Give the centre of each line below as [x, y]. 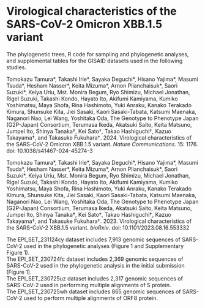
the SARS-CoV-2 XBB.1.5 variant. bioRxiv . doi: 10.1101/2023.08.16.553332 [98, 227]
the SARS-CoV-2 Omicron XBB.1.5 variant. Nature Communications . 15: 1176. [102, 144]
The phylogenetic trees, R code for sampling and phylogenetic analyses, [98, 54]
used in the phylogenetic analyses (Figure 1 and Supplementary [104, 246]
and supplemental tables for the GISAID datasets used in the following [95, 61]
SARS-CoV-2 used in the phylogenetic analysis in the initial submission [95, 265]
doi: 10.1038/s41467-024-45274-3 [50, 151]
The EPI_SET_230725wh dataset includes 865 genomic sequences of [94, 291]
